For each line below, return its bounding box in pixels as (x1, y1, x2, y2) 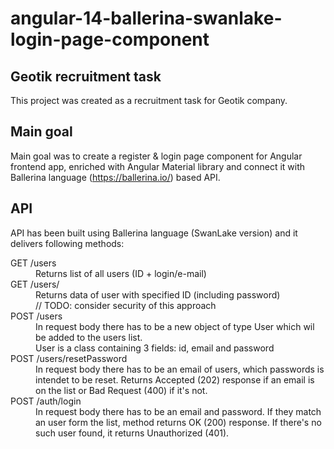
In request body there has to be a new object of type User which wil (35, 320, 315, 332)
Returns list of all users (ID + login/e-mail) (35, 267, 207, 279)
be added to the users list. (35, 331, 143, 343)
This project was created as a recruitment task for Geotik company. (10, 95, 288, 106)
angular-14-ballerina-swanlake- (10, 7, 283, 30)
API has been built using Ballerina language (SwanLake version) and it (10, 227, 298, 239)
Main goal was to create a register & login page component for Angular (10, 150, 303, 162)
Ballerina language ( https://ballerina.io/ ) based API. (10, 171, 221, 183)
